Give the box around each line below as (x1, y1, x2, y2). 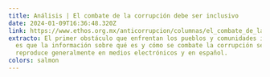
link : (8, 26, 27, 34)
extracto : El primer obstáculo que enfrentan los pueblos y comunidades (8, 34, 257, 43)
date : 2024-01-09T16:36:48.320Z (8, 19, 117, 27)
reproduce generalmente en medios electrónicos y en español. (15, 49, 228, 57)
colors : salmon (8, 57, 59, 65)
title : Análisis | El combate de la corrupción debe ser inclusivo (8, 11, 239, 20)
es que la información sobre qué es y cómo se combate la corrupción (15, 42, 253, 50)
